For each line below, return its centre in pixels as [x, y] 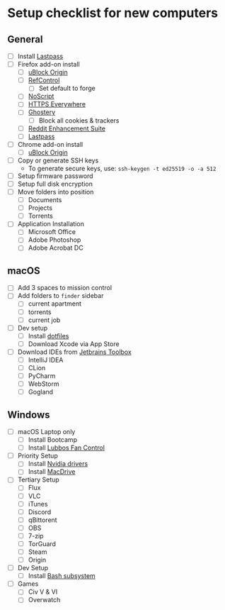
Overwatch [44, 600]
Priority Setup [37, 456]
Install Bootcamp [53, 440]
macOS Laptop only [46, 432]
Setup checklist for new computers [112, 13]
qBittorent [43, 520]
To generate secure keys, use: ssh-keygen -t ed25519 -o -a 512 [122, 168]
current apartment [55, 304]
